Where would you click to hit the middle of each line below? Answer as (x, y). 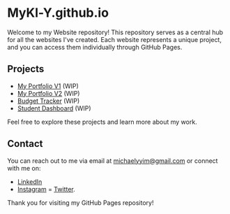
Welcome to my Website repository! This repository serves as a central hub (115, 32)
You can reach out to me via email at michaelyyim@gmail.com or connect (113, 160)
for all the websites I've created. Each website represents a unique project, (114, 39)
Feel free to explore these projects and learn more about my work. (102, 122)
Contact (25, 144)
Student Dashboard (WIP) (54, 108)
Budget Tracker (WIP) (48, 101)
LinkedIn (30, 181)
